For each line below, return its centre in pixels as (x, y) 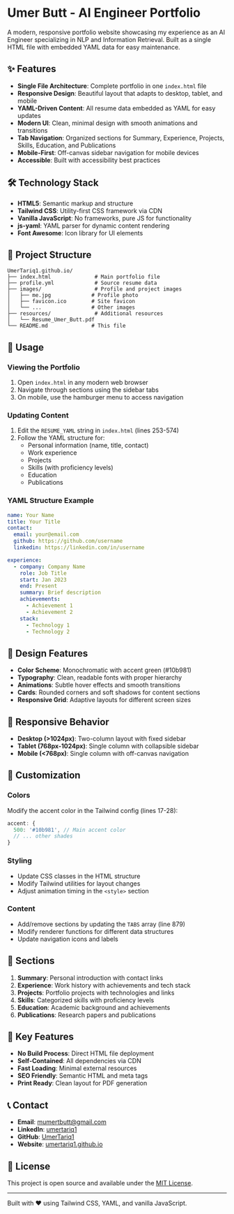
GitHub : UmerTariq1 (46, 1137)
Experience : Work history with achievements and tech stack (104, 985)
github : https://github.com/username (68, 541)
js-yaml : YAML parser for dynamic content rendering (93, 226)
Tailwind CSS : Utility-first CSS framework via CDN (89, 210)
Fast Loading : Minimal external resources (77, 1068)
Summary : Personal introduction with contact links (90, 978)
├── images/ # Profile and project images (95, 289)
